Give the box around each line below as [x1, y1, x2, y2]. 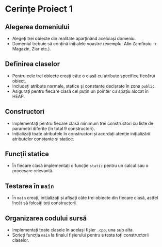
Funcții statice [5, 150, 49, 158]
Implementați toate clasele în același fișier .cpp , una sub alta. [12, 227, 134, 233]
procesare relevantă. [12, 168, 54, 174]
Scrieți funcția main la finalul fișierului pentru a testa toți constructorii [12, 232, 149, 238]
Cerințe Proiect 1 [5, 3, 73, 15]
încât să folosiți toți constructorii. [12, 200, 78, 206]
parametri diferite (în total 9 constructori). [12, 125, 96, 132]
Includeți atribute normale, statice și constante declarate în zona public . [12, 83, 156, 89]
